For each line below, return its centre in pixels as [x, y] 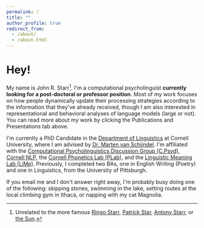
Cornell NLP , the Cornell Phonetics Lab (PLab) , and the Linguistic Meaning [99, 157]
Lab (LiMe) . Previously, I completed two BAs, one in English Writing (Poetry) [101, 163]
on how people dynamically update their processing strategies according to [101, 100]
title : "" [19, 18]
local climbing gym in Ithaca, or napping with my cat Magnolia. [84, 195]
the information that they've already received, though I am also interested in [101, 107]
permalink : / [23, 12]
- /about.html [29, 40]
